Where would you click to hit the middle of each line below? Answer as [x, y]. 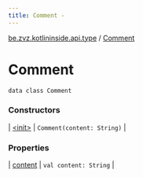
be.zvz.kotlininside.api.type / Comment [71, 38]
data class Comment [40, 90]
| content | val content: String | [61, 165]
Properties [29, 148]
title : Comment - [37, 15]
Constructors [34, 110]
